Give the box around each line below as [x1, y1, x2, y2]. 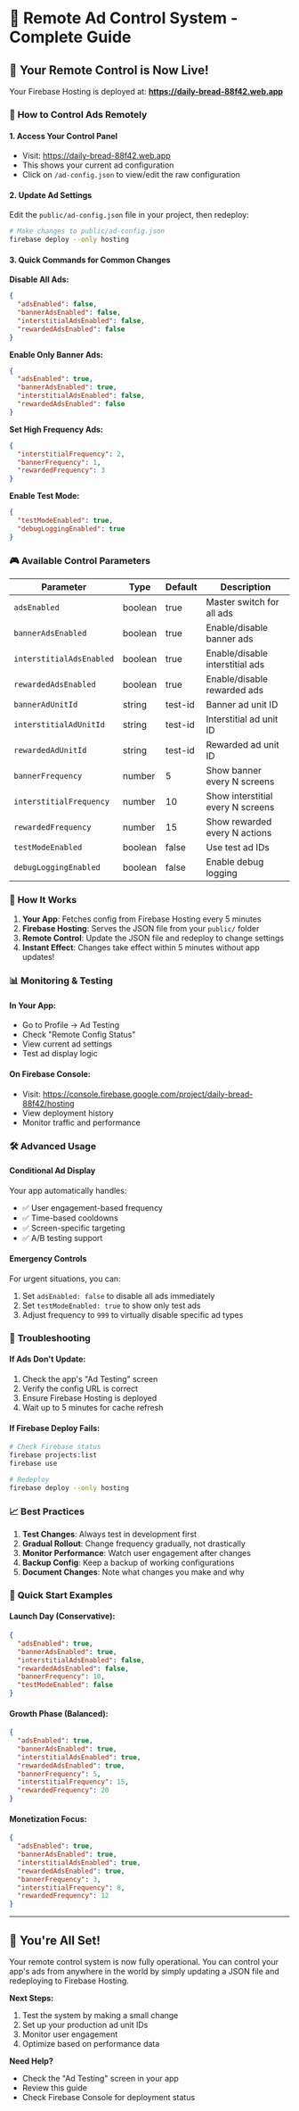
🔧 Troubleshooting [9, 1331, 91, 1344]
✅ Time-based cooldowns [21, 1213, 118, 1223]
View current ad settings [21, 1039, 113, 1049]
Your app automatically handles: [9, 1185, 127, 1196]
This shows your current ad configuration [21, 160, 174, 170]
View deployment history [21, 1107, 114, 1118]
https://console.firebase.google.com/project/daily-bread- [43, 1089, 254, 1099]
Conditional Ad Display [9, 1165, 96, 1176]
